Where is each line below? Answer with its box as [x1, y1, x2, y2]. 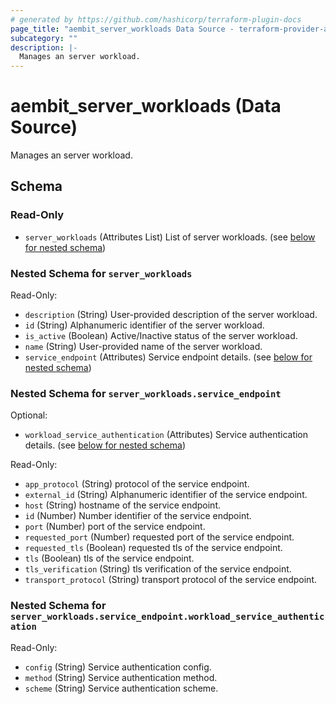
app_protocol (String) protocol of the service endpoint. [24, 478, 250, 490]
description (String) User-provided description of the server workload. [24, 309, 318, 321]
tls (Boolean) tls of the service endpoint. [24, 552, 195, 565]
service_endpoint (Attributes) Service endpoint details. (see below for [24, 351, 313, 363]
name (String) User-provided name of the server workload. [24, 341, 263, 353]
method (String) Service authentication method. [24, 671, 218, 683]
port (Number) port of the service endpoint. [24, 521, 206, 533]
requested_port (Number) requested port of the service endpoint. [24, 531, 295, 543]
